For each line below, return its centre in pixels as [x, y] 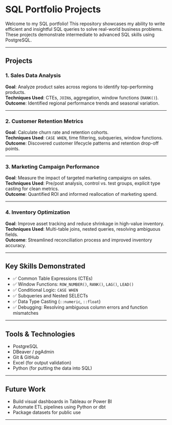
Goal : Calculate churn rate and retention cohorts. [57, 132]
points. [13, 148]
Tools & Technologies [40, 334]
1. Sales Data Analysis [33, 75]
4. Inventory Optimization [38, 212]
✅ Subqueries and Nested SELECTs [50, 296]
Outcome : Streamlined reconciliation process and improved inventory [79, 240]
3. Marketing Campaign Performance [52, 167]
